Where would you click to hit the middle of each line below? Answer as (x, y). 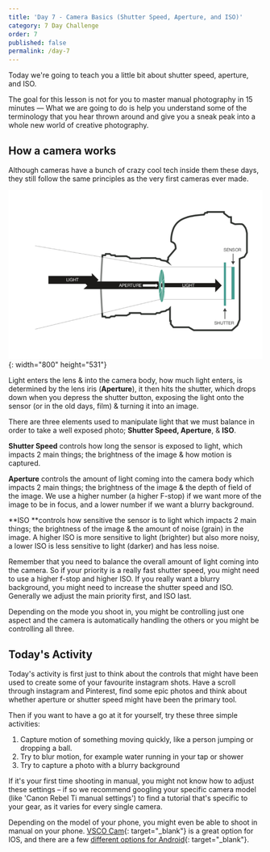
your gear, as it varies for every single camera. (85, 807)
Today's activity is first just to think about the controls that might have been (133, 674)
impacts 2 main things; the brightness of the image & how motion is (120, 455)
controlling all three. (42, 629)
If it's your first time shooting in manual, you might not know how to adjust (131, 781)
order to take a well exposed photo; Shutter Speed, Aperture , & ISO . (122, 430)
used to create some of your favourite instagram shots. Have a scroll (122, 682)
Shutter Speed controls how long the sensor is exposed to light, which (126, 446)
